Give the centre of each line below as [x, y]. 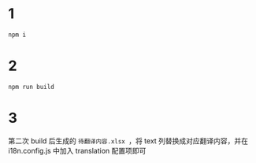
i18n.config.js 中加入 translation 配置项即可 [77, 150]
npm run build [32, 87]
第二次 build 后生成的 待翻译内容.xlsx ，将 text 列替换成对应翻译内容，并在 [128, 141]
